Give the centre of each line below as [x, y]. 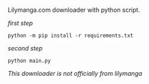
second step [25, 48]
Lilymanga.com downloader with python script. [74, 10]
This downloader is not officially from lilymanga [75, 73]
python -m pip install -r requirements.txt [71, 36]
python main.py [29, 61]
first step [21, 23]
